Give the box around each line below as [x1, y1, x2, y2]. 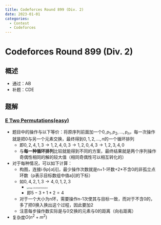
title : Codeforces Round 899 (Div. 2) [5, 7, 84, 12]
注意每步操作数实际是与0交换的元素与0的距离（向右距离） [19, 208, 137, 214]
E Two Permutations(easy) [5, 117, 69, 124]
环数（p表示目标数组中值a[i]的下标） [19, 172, 93, 178]
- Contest [9, 20, 29, 26]
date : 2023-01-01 [5, 12, 40, 17]
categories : [5, 16, 29, 21]
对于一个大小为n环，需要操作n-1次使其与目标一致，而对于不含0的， [19, 196, 155, 202]
